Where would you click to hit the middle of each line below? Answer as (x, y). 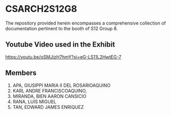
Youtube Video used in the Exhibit (60, 45)
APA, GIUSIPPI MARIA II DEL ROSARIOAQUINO (62, 85)
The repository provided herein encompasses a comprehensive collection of (86, 23)
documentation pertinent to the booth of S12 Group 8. (62, 28)
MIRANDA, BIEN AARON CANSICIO (50, 96)
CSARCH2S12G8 (41, 9)
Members (21, 73)
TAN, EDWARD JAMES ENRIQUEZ (48, 107)
